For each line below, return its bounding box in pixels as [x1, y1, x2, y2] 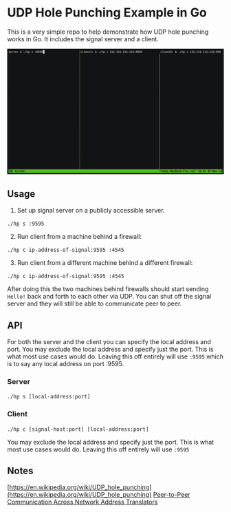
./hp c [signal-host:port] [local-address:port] [7, 425, 149, 433]
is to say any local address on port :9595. [7, 359, 124, 367]
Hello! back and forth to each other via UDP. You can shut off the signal [7, 292, 212, 301]
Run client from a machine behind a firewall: [16, 233, 142, 241]
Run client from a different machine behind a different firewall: [16, 259, 193, 267]
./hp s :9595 [7, 220, 45, 228]
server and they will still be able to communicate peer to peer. [7, 299, 182, 308]
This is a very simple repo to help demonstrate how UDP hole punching [7, 28, 209, 36]
